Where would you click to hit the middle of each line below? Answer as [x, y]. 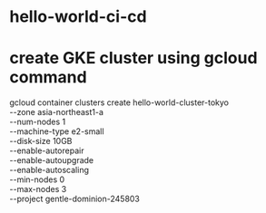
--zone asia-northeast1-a [57, 112]
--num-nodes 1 [38, 122]
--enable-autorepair [47, 150]
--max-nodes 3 [38, 189]
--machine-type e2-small [57, 131]
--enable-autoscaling [49, 170]
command [49, 77]
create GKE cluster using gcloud [133, 58]
